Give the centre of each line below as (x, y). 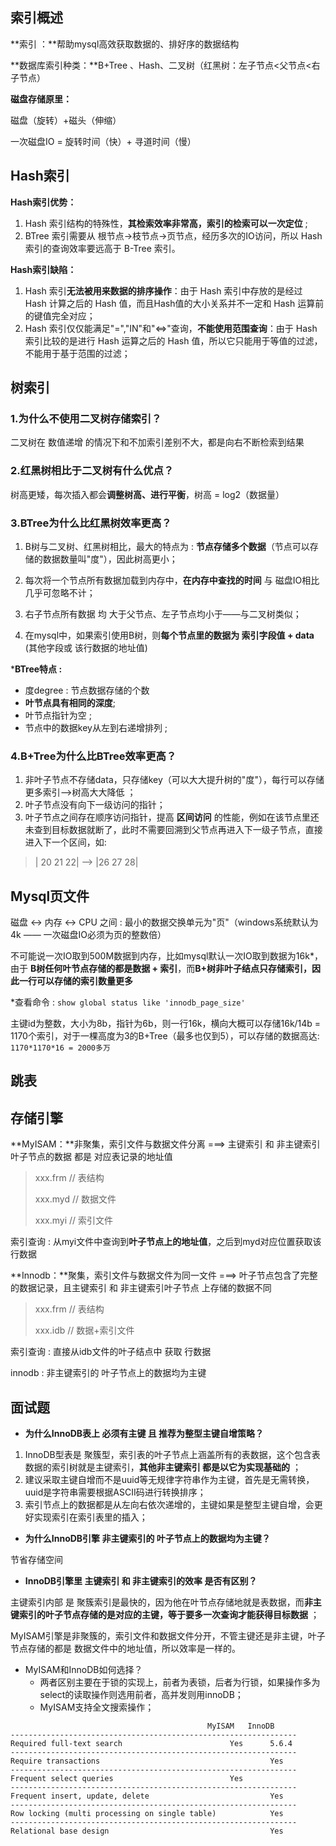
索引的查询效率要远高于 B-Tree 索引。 (102, 248)
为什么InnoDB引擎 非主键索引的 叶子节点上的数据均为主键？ (147, 1539)
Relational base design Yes (147, 1831)
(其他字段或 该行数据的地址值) (86, 647)
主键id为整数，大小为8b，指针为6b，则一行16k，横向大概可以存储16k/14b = (166, 1024)
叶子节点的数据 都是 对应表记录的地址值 (91, 1157)
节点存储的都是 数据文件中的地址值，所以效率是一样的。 (125, 1649)
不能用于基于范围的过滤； (77, 353)
